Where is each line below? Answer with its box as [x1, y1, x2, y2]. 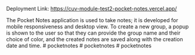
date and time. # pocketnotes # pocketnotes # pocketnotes [6, 42, 152, 49]
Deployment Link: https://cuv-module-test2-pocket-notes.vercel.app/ [6, 5, 177, 12]
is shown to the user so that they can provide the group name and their [6, 29, 181, 36]
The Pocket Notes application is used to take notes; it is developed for [6, 17, 178, 23]
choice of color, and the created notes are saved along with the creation [6, 36, 183, 42]
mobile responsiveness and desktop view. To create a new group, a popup [6, 23, 189, 30]
